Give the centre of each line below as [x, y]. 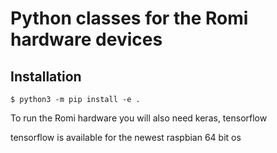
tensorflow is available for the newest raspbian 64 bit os [126, 137]
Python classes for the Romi [129, 18]
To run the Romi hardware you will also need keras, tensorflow [139, 118]
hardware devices [86, 39]
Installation [46, 76]
